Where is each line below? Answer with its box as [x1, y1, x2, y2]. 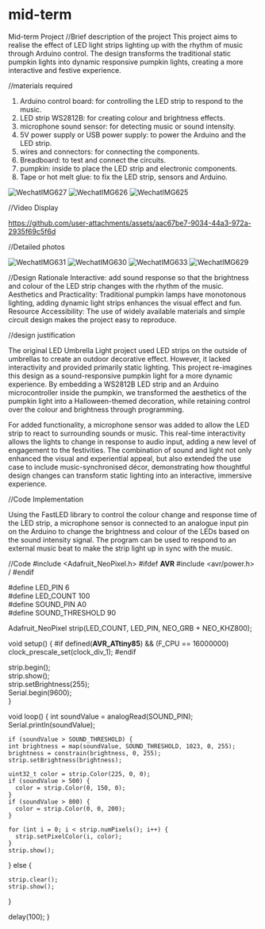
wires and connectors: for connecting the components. [19, 147, 200, 156]
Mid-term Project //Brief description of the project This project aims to [8, 32, 238, 41]
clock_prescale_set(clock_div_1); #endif [8, 647, 136, 656]
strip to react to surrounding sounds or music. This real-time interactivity [8, 428, 246, 438]
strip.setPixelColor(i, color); [15, 832, 123, 840]
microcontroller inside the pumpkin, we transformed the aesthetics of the [8, 387, 248, 397]
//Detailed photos [8, 242, 65, 251]
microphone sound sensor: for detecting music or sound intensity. [19, 121, 236, 131]
